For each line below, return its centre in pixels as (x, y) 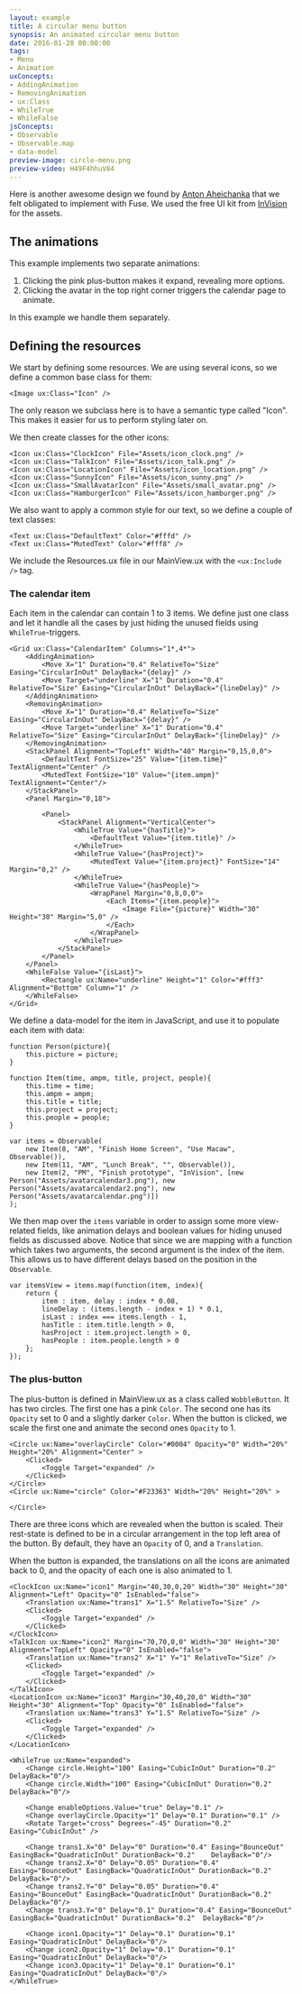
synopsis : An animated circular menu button (94, 34)
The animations (54, 241)
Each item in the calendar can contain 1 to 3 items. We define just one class (149, 613)
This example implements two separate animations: (105, 263)
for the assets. (36, 214)
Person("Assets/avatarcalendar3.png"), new (92, 1181)
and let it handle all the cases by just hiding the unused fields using (134, 623)
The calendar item (50, 593)
